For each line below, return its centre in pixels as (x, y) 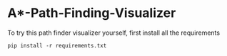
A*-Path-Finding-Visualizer (92, 13)
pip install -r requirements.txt (57, 45)
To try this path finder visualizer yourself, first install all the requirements (113, 33)
